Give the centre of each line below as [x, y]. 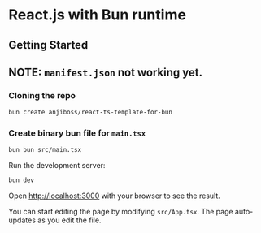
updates [22, 220]
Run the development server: [57, 166]
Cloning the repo [42, 95]
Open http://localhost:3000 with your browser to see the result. [115, 196]
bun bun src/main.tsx [45, 150]
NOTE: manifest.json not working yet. [106, 72]
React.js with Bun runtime [98, 15]
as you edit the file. [70, 220]
